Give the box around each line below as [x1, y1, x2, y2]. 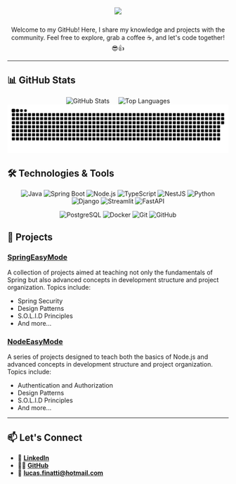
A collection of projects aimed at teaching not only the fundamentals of [7, 268, 213, 276]
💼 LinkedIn [17, 454, 49, 462]
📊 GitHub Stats [7, 75, 76, 87]
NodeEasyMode [7, 336, 63, 346]
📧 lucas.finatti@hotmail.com [17, 469, 104, 477]
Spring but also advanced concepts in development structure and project [7, 276, 219, 284]
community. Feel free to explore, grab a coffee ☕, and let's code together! [11, 33, 225, 42]
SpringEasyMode [7, 252, 68, 262]
